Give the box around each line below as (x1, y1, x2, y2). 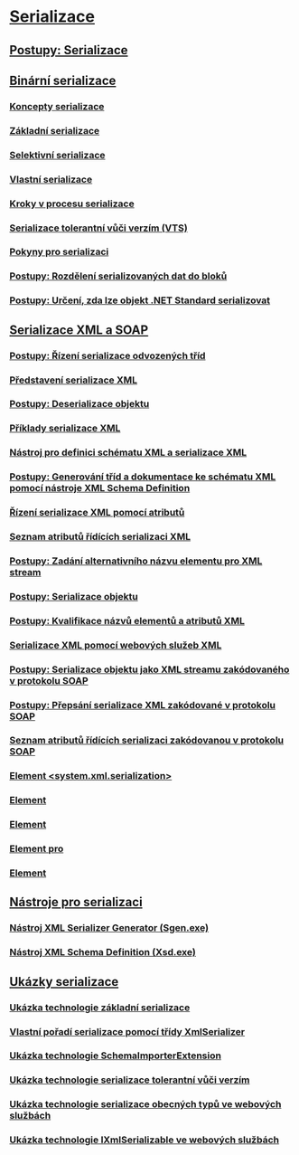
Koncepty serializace (9, 99, 105, 112)
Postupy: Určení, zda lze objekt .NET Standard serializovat (9, 294, 271, 307)
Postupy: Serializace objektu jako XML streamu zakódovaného (9, 663, 290, 676)
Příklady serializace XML (9, 422, 121, 435)
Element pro (9, 843, 64, 856)
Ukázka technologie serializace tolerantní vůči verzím (9, 1074, 250, 1086)
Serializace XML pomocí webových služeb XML (9, 639, 222, 651)
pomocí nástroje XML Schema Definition (9, 482, 191, 495)
